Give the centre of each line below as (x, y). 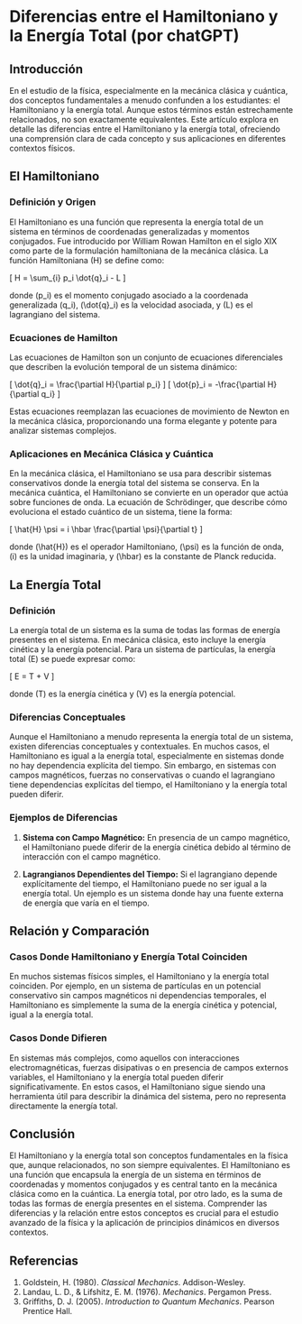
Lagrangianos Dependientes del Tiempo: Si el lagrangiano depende (150, 874)
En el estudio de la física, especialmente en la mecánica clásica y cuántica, (149, 91)
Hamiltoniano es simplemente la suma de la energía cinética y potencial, (143, 1005)
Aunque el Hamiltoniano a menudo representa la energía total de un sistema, (151, 737)
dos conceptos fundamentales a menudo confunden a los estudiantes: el (145, 100)
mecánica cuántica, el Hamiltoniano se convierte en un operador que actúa (149, 492)
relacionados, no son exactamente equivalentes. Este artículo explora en (144, 120)
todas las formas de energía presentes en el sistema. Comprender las (138, 1204)
